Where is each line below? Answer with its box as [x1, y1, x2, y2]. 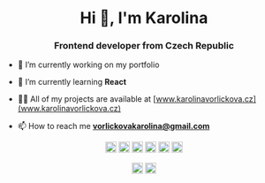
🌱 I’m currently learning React [17, 77, 126, 88]
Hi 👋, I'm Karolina [79, 8, 208, 28]
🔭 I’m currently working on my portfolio [17, 59, 160, 70]
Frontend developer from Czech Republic [54, 40, 234, 52]
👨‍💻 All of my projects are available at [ [17, 94, 156, 104]
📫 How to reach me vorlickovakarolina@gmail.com [17, 121, 210, 132]
